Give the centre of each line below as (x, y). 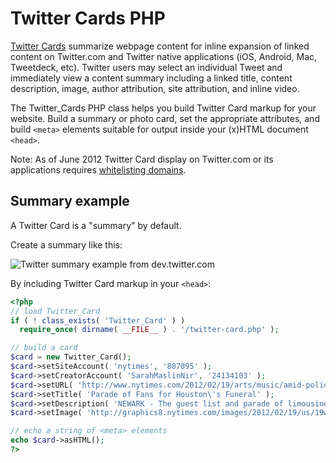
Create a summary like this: (66, 244)
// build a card (44, 348)
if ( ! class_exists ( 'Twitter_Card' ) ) (98, 320)
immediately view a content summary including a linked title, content (151, 78)
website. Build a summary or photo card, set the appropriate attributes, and (165, 118)
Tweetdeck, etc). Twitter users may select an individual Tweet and (146, 67)
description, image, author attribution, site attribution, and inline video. (155, 88)
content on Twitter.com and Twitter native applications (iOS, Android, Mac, (164, 56)
